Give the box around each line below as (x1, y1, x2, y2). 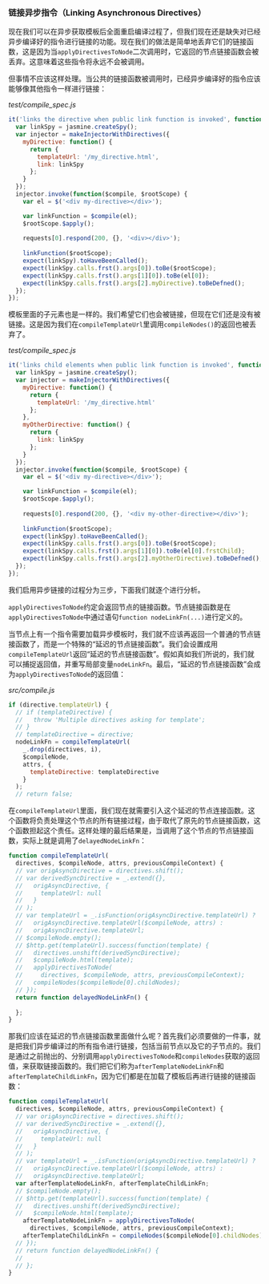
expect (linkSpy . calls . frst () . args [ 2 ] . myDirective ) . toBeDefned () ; (22, 279, 246, 287)
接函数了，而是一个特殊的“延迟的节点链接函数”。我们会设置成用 (8, 639, 219, 649)
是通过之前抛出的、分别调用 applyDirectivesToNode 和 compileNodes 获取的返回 (8, 1051, 260, 1061)
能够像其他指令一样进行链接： (8, 84, 106, 94)
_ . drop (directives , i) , (22, 746, 102, 754)
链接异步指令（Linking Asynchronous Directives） (8, 6, 207, 18)
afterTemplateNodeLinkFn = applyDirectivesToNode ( (22, 1217, 195, 1225)
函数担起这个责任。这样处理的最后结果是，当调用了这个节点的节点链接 (14, 826, 247, 836)
